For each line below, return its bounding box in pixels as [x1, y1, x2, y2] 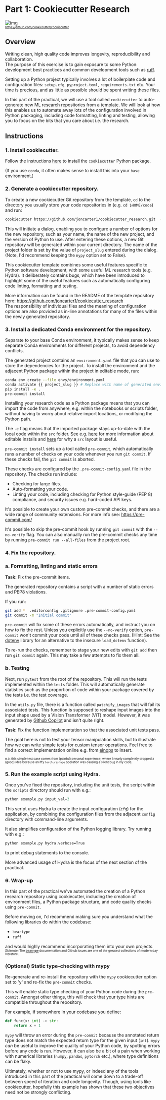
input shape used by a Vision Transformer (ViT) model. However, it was [5, 712, 150, 718]
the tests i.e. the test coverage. [5, 692, 68, 698]
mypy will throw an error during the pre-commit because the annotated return [5, 1032, 160, 1038]
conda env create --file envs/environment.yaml [5, 377, 105, 383]
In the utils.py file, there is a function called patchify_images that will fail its [5, 701, 161, 708]
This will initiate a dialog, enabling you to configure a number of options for [5, 226, 158, 232]
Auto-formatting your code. [12, 486, 68, 492]
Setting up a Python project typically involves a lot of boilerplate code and [5, 76, 156, 82]
